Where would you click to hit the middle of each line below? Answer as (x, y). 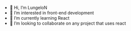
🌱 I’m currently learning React (40, 18)
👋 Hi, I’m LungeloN (28, 8)
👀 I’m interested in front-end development (52, 13)
